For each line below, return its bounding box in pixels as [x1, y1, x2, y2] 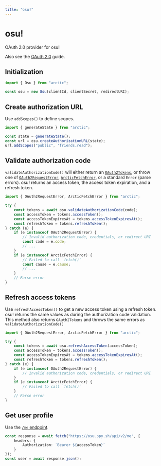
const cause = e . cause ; [22, 262, 71, 267]
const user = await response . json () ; [5, 456, 82, 461]
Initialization [5, 68, 44, 76]
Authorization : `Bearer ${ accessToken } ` [22, 443, 106, 448]
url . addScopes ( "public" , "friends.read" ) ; [5, 143, 92, 148]
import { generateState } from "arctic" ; [5, 125, 90, 130]
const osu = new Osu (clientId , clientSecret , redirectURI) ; [5, 90, 130, 94]
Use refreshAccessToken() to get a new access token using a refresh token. [5, 306, 157, 312]
